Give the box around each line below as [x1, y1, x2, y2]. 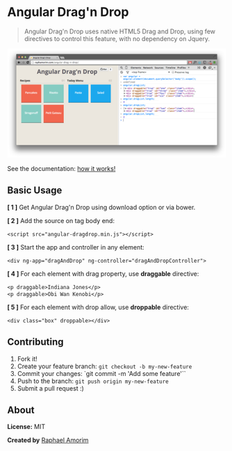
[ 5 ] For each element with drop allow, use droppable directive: [7, 303, 190, 311]
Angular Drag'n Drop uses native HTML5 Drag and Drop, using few [24, 27, 215, 35]
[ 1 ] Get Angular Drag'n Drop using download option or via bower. [7, 203, 196, 211]
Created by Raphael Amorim [7, 436, 89, 445]
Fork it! [17, 354, 38, 363]
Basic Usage [7, 185, 63, 197]
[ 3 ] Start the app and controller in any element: [7, 243, 144, 251]
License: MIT [7, 423, 46, 431]
